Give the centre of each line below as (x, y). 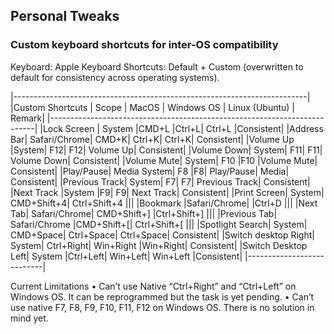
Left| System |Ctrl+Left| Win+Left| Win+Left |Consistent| (126, 256)
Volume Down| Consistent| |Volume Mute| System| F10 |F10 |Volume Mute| (164, 160)
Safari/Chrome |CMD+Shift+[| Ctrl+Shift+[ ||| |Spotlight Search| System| (159, 224)
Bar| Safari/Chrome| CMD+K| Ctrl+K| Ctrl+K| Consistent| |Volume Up (152, 139)
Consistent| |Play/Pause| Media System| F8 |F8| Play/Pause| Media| (150, 171)
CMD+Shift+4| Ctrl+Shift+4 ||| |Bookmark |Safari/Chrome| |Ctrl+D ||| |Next (164, 203)
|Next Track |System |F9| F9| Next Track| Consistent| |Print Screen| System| (167, 192)
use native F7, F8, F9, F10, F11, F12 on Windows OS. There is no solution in (162, 307)
